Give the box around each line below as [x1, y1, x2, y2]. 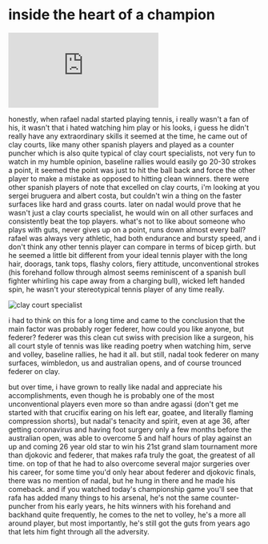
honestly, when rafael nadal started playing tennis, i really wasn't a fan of [8, 114, 250, 123]
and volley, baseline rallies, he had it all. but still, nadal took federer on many [8, 349, 260, 359]
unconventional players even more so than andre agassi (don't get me [8, 399, 238, 409]
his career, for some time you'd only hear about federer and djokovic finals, [8, 467, 256, 477]
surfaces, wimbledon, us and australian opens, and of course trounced [8, 358, 242, 368]
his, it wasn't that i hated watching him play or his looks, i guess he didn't [8, 123, 250, 132]
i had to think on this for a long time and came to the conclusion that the [8, 315, 246, 325]
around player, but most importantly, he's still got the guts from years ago [8, 518, 250, 528]
